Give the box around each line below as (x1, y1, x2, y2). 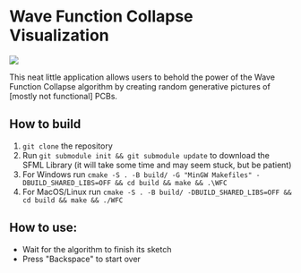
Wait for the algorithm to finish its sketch (21, 243, 172, 254)
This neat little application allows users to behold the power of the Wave (9, 72, 276, 82)
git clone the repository (21, 141, 114, 151)
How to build (9, 116, 82, 132)
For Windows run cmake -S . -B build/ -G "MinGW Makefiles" (21, 168, 253, 180)
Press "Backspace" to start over (21, 253, 142, 264)
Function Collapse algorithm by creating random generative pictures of (9, 81, 271, 91)
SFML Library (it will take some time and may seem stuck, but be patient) (21, 159, 292, 170)
